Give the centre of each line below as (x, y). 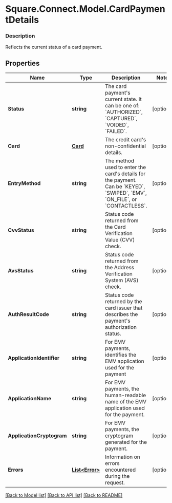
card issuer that (124, 308)
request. (115, 482)
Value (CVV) (120, 240)
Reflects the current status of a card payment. (54, 47)
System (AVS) (122, 281)
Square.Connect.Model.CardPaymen (85, 9)
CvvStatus (21, 230)
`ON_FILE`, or (121, 199)
